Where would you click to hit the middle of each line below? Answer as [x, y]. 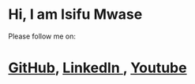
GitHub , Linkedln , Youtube [97, 68]
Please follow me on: [42, 36]
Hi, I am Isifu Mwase [75, 15]
